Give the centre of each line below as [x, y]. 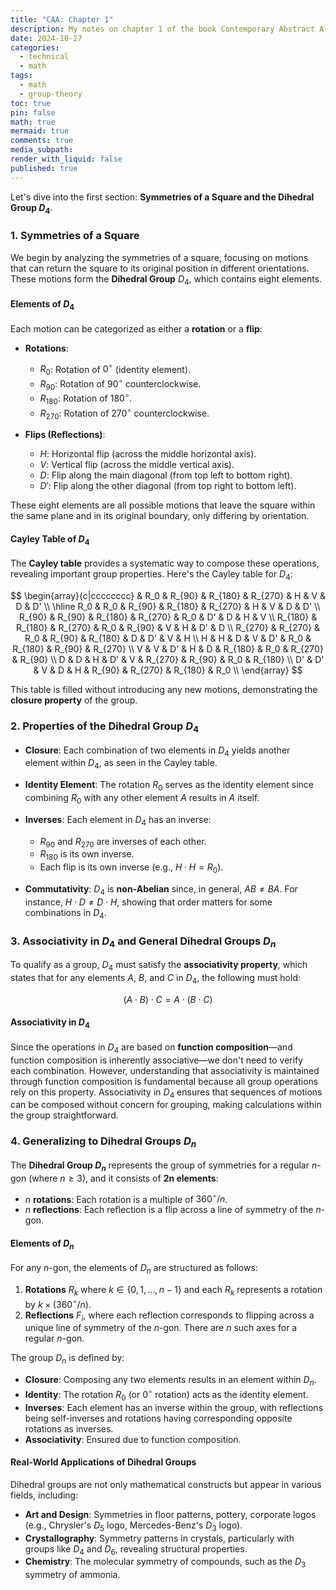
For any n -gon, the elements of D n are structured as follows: [134, 1269]
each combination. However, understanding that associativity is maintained [165, 1070]
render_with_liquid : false [66, 159]
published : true [44, 168]
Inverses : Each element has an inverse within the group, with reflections [174, 1407]
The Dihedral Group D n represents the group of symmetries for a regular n [164, 1166]
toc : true [31, 103]
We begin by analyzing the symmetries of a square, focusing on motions [159, 257]
